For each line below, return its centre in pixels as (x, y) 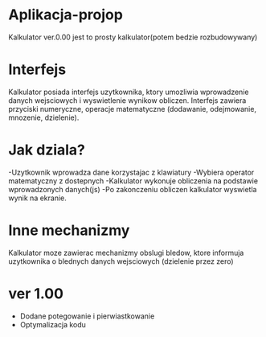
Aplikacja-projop (65, 15)
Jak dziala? (47, 150)
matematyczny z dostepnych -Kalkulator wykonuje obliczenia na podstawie (133, 181)
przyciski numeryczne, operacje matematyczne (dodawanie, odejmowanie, (133, 109)
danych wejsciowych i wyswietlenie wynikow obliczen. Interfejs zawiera (127, 100)
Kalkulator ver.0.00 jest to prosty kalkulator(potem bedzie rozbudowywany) (133, 37)
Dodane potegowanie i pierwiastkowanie (87, 316)
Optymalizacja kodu (53, 324)
